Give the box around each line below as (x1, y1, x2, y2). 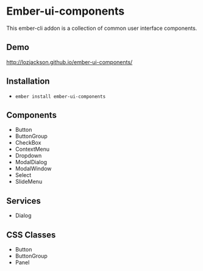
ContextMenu (15, 145, 50, 153)
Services (6, 195, 41, 206)
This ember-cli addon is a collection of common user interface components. (6, 24, 198, 32)
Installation (6, 76, 50, 87)
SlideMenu (15, 178, 43, 186)
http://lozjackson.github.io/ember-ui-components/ (6, 58, 133, 65)
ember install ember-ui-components (15, 93, 106, 99)
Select (15, 172, 32, 179)
